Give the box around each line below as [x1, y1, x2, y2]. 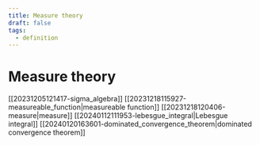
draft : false [8, 19, 52, 27]
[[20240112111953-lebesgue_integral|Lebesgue [74, 111, 228, 120]
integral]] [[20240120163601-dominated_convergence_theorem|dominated [8, 120, 252, 129]
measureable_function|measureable [8, 102, 126, 112]
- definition [15, 33, 59, 42]
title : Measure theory [8, 11, 83, 20]
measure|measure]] [8, 111, 73, 120]
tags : [8, 26, 26, 34]
